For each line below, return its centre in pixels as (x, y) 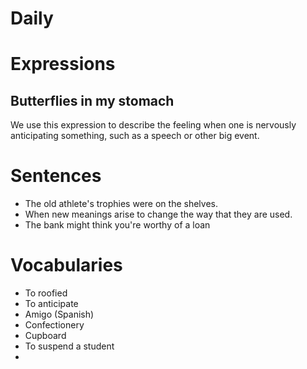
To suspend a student (69, 346)
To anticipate (51, 304)
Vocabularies (66, 265)
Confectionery (54, 325)
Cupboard (45, 336)
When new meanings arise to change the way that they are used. (158, 214)
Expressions (63, 64)
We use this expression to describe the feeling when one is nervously (153, 125)
